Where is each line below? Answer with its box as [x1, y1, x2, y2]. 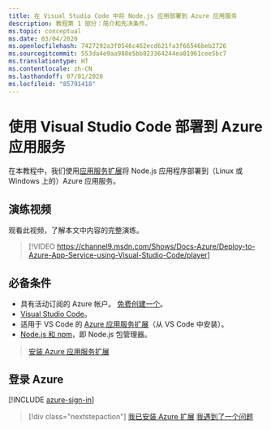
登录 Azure [8, 373, 64, 387]
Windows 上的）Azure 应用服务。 [8, 176, 120, 186]
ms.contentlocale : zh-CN [8, 65, 92, 73]
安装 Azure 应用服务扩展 [28, 347, 110, 357]
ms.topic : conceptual [8, 27, 82, 35]
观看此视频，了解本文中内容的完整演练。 [8, 225, 144, 236]
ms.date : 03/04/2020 [8, 34, 79, 43]
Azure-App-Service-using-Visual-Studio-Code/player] [28, 250, 211, 260]
